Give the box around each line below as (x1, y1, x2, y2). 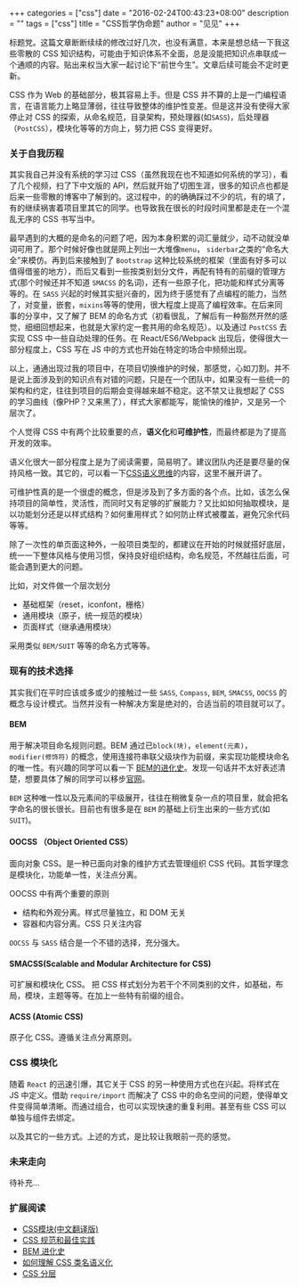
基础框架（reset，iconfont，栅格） (21, 599, 149, 610)
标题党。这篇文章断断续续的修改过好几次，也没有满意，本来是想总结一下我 (9, 37, 282, 47)
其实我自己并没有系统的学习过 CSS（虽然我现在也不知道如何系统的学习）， (9, 169, 281, 180)
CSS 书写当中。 (42, 214, 101, 225)
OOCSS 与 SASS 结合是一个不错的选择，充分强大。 (9, 938, 185, 947)
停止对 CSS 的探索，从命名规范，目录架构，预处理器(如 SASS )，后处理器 (9, 111, 270, 122)
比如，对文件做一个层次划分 (9, 580, 111, 591)
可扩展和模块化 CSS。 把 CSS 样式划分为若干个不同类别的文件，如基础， (9, 980, 276, 990)
